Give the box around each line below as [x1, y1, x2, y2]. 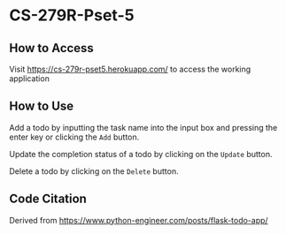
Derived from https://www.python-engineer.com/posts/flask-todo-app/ [9, 215, 268, 225]
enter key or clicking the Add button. [9, 132, 140, 142]
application [9, 73, 50, 84]
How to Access [9, 41, 95, 56]
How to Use [9, 99, 74, 114]
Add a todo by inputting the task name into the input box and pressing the [9, 122, 278, 132]
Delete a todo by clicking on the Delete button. [9, 165, 179, 177]
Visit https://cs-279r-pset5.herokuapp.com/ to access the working [9, 64, 251, 74]
